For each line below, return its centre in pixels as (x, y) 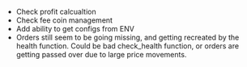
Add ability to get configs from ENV (75, 29)
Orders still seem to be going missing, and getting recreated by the (128, 37)
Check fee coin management (64, 20)
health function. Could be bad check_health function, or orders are (128, 46)
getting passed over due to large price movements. (101, 54)
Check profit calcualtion (56, 12)
